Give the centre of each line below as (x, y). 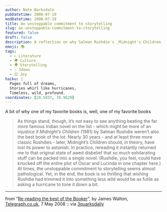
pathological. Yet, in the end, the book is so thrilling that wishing (83, 174)
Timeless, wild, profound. (38, 93)
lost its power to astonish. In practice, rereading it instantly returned (87, 147)
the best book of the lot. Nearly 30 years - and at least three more (85, 137)
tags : (11, 51)
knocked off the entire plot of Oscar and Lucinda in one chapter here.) (89, 163)
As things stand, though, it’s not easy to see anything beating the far (87, 121)
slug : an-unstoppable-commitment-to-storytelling (58, 28)
